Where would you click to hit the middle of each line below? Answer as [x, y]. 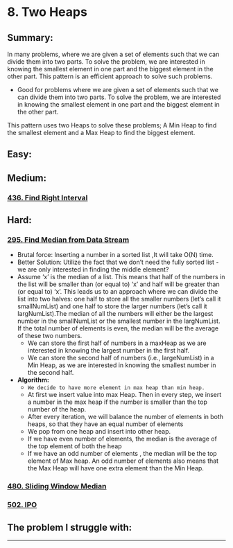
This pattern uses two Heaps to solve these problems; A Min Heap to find [112, 125]
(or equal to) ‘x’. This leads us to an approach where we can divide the [118, 292]
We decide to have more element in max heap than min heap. [116, 388]
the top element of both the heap [75, 446]
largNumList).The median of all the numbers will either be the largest [115, 314]
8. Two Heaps [48, 12]
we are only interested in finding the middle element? [93, 269]
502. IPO [22, 505]
